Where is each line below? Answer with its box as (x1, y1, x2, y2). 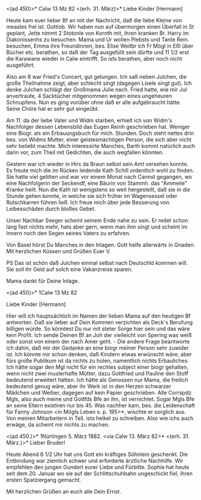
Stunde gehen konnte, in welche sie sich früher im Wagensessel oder (6, 193, 178, 199)
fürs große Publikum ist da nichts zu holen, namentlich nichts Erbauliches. (6, 357, 189, 364)
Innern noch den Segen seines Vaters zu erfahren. (6, 230, 131, 236)
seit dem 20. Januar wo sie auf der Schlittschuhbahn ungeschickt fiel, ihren (6, 470, 193, 477)
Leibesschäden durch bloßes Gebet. (6, 205, 96, 212)
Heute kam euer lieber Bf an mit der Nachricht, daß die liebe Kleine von (6, 17, 182, 23)
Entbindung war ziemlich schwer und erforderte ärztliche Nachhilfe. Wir (6, 457, 184, 464)
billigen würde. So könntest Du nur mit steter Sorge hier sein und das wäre (6, 325, 190, 332)
